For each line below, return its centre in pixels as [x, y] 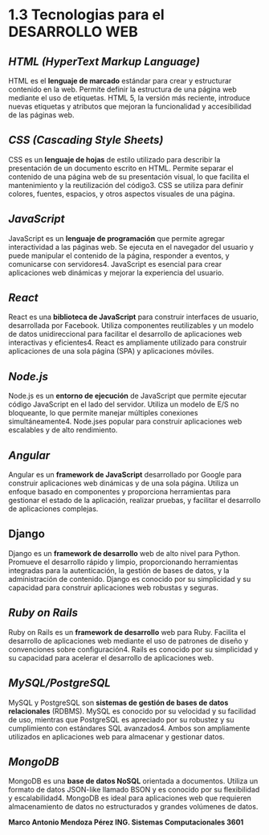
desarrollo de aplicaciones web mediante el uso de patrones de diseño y [128, 641]
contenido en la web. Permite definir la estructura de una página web [122, 89]
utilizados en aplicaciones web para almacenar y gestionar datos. [116, 736]
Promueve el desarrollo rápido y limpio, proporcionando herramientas [123, 562]
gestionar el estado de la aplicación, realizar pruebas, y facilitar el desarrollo [134, 501]
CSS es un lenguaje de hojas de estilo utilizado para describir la [114, 159]
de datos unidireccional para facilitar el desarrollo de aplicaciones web [125, 334]
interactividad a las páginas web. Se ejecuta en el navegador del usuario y [131, 247]
